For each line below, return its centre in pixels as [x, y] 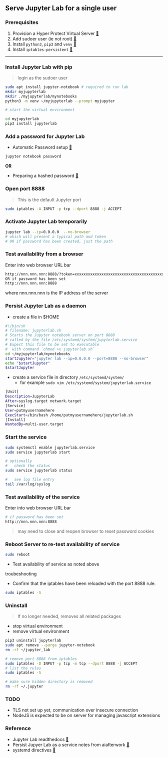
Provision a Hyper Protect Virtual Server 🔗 [55, 33]
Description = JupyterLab [30, 396]
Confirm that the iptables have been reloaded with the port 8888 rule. [84, 583]
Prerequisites [22, 22]
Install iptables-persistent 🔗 [42, 49]
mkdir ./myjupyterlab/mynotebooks [41, 96]
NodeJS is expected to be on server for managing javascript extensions [86, 715]
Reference [18, 728]
